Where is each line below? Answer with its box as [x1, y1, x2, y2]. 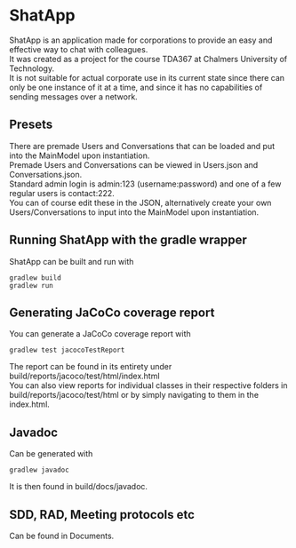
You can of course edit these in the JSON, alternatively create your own [9, 197, 272, 208]
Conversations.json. [9, 169, 83, 179]
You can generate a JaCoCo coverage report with [9, 329, 191, 339]
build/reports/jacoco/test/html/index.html [9, 370, 160, 382]
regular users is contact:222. [9, 187, 116, 198]
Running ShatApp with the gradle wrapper [9, 233, 247, 248]
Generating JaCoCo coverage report [9, 305, 215, 320]
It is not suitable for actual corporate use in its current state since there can [9, 72, 285, 83]
